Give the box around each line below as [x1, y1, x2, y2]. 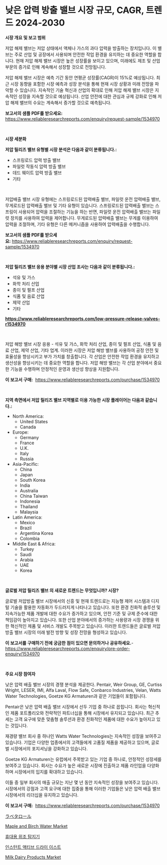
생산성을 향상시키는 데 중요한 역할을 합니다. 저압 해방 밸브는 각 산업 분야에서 [5, 360, 153, 366]
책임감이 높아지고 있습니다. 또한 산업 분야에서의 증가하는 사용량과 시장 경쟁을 [5, 616, 155, 623]
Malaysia [19, 509, 38, 515]
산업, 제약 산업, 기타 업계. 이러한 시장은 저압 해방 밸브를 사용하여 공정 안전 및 [10, 347, 159, 353]
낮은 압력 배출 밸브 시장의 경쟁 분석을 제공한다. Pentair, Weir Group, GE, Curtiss [5, 681, 162, 687]
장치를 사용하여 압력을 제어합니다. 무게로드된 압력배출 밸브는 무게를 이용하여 [10, 215, 159, 221]
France [19, 440, 35, 446]
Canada [19, 424, 36, 430]
